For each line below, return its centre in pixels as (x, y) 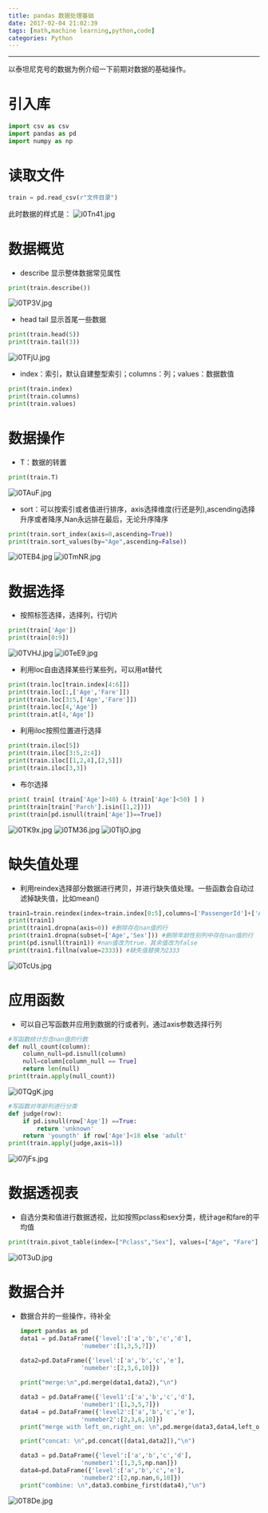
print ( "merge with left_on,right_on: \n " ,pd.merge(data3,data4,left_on (141, 1427)
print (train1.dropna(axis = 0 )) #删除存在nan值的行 (88, 928)
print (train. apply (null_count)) (62, 1077)
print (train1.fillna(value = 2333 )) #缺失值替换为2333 (94, 950)
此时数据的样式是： (40, 213)
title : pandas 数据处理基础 (51, 16)
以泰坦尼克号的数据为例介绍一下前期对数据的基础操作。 (99, 70)
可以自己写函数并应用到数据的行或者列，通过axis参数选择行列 (121, 1024)
